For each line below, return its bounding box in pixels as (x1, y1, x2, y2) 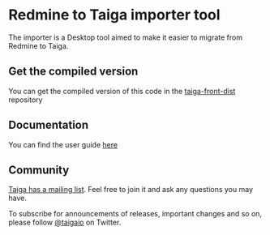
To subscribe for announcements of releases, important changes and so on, (8, 209, 262, 219)
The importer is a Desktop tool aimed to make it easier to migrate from (8, 32, 243, 42)
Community (8, 163, 70, 177)
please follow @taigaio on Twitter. (8, 217, 122, 228)
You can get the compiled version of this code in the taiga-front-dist (8, 86, 236, 96)
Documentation (8, 118, 89, 132)
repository (8, 95, 43, 105)
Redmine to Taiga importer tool (8, 6, 221, 24)
